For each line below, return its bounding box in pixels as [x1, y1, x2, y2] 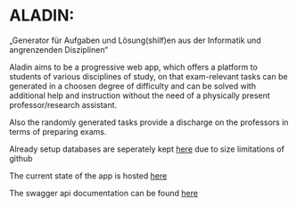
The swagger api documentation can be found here [9, 187, 199, 198]
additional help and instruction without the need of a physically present [9, 90, 270, 101]
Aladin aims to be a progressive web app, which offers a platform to [9, 62, 259, 72]
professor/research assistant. [9, 99, 118, 110]
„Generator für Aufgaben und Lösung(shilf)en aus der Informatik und [9, 35, 261, 46]
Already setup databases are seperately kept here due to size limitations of [9, 144, 285, 154]
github [9, 153, 33, 163]
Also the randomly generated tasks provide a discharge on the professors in [9, 117, 289, 128]
